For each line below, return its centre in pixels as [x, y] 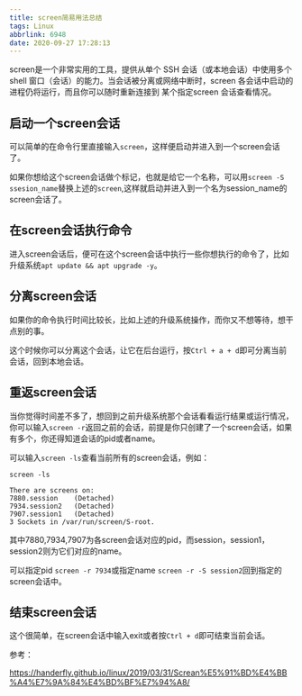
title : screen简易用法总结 [56, 18]
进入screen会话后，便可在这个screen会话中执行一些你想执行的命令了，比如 [150, 254]
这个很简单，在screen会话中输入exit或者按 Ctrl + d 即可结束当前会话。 [140, 636]
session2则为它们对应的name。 [68, 551]
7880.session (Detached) [62, 498]
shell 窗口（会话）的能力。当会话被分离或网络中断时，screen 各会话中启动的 [151, 81]
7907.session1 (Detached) [62, 514]
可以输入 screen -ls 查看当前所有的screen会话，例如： [110, 457]
